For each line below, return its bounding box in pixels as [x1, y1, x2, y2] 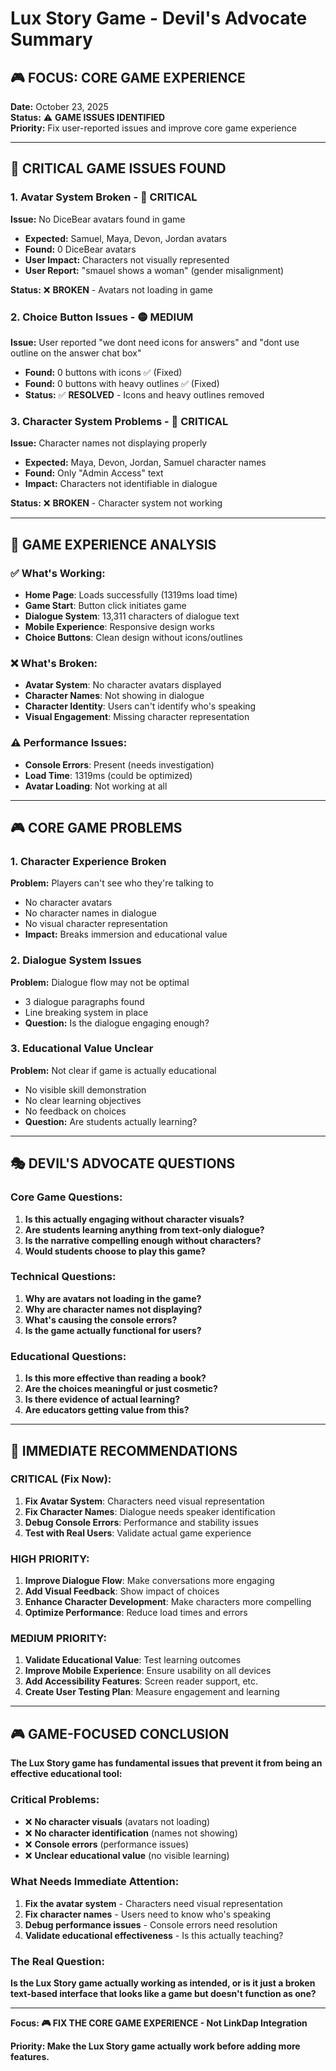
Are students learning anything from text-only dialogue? [24, 1223, 265, 1236]
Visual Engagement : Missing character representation [24, 711, 250, 723]
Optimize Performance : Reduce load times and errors [24, 1607, 248, 1619]
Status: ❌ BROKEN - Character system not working [10, 497, 223, 509]
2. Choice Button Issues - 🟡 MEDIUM [10, 310, 194, 324]
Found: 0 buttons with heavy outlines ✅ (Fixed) [24, 377, 220, 389]
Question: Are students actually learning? [24, 1115, 198, 1127]
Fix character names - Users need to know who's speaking [24, 1908, 272, 1920]
